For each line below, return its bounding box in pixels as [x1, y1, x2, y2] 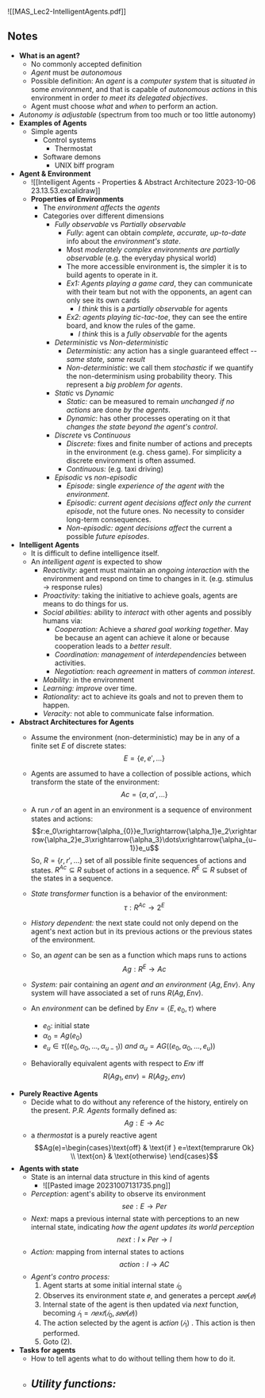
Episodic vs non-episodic [54, 472, 138, 482]
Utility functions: [30, 1377, 117, 1390]
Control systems [42, 135, 97, 144]
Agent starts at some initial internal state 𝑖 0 [42, 1280, 182, 1292]
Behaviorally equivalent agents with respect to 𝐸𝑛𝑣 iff [30, 1058, 204, 1068]
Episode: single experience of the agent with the [66, 480, 225, 491]
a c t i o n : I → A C [119, 1259, 170, 1269]
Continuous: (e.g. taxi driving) [66, 464, 164, 473]
